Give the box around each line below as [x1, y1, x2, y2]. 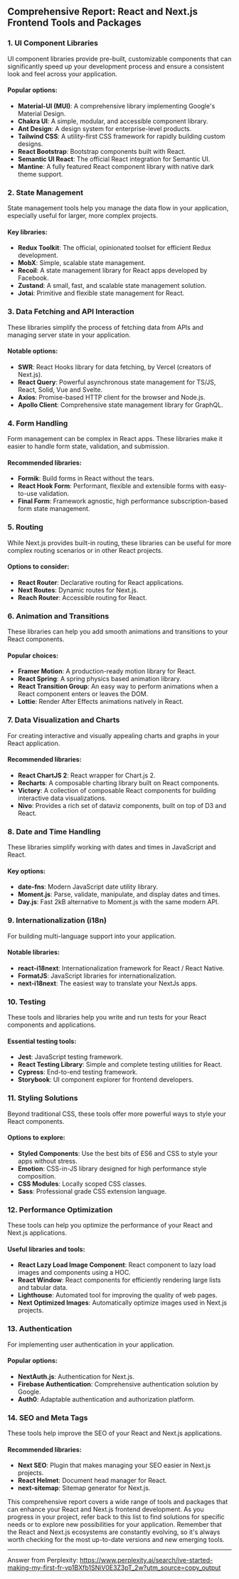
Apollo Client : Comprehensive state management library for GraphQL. [17, 400, 223, 409]
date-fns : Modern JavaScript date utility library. [17, 883, 159, 891]
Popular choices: [7, 651, 59, 660]
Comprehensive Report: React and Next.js [7, 6, 198, 18]
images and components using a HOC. [17, 1268, 132, 1277]
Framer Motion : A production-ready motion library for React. [17, 667, 196, 675]
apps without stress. [17, 1156, 78, 1165]
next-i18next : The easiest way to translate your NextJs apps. [17, 979, 198, 988]
